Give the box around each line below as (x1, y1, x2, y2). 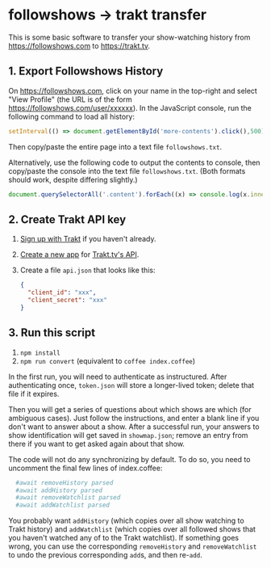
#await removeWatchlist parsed (15, 494, 121, 502)
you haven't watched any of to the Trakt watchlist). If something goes (8, 533, 240, 543)
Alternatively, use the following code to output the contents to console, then (8, 158, 261, 167)
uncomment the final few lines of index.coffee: (8, 463, 163, 473)
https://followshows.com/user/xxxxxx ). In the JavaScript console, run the (8, 103, 252, 112)
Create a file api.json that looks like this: (19, 265, 156, 276)
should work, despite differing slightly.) (8, 175, 139, 184)
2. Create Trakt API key (8, 212, 127, 226)
